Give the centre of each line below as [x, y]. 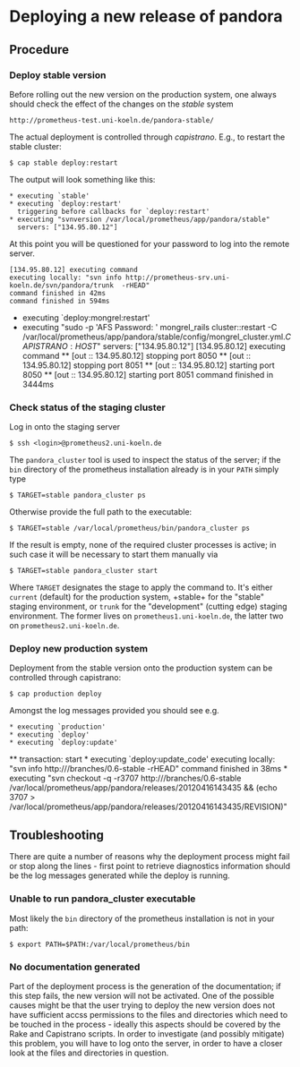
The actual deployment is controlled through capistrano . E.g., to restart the [147, 137]
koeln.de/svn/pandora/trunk [62, 285]
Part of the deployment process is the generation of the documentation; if [145, 986]
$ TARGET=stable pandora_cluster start [84, 571]
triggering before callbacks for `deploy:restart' [114, 211]
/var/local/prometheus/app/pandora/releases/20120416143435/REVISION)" [149, 807]
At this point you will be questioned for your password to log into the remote [150, 243]
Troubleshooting [57, 835]
